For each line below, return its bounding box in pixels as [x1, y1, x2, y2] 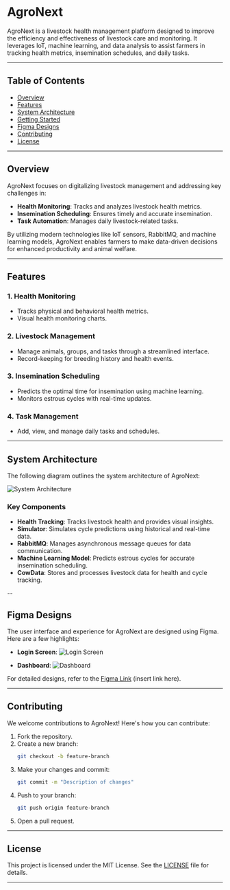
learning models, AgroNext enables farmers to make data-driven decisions [7, 237, 218, 246]
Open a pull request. [16, 817, 75, 825]
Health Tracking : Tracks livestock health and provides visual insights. [16, 517, 214, 526]
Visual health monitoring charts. [16, 314, 107, 323]
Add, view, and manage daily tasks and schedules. [16, 427, 160, 436]
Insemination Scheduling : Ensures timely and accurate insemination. [16, 209, 213, 218]
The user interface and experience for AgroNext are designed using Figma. [7, 627, 219, 635]
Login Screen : [16, 648, 58, 656]
